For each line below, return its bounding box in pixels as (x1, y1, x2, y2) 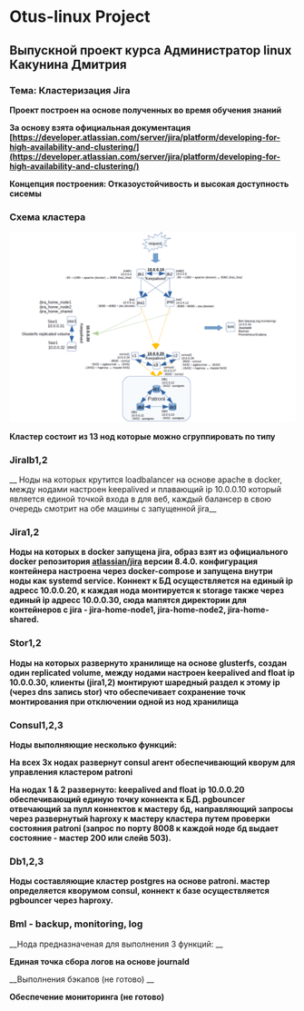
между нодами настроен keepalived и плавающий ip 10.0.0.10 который (9, 484, 281, 495)
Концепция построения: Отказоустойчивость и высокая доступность (9, 178, 289, 189)
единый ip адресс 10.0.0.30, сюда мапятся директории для (9, 595, 247, 606)
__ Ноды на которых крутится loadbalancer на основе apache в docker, (9, 474, 283, 485)
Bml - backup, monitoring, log (9, 917, 143, 930)
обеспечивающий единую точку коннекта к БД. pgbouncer (9, 794, 246, 805)
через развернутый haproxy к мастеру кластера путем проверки (9, 813, 270, 824)
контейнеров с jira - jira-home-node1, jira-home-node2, (9, 604, 227, 615)
